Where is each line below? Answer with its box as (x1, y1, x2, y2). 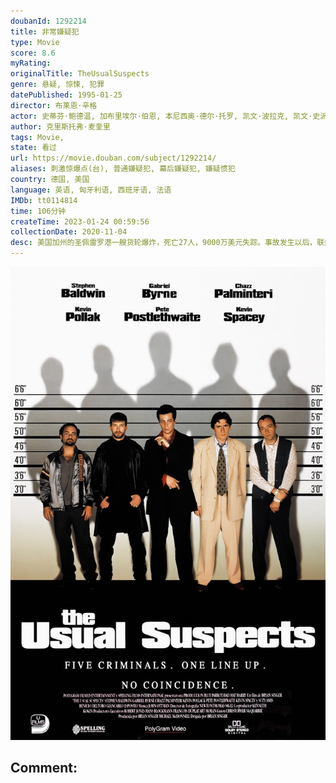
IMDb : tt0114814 (10, 195, 78, 205)
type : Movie (10, 37, 60, 47)
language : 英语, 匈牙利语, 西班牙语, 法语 (10, 185, 172, 195)
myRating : (10, 58, 52, 69)
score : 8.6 (10, 48, 56, 58)
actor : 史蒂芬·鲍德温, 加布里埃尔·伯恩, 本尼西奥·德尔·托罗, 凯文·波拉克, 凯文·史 (10, 111, 321, 121)
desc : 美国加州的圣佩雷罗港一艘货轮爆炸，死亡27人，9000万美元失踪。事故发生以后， (10, 238, 318, 248)
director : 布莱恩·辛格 (10, 100, 98, 110)
